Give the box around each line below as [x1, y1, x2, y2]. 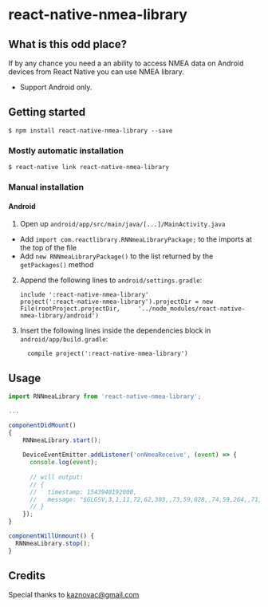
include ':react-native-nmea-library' [19, 291, 149, 299]
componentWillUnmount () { [8, 532, 94, 540]
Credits [8, 569, 46, 583]
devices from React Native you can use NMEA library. [8, 67, 185, 77]
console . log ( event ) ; [29, 459, 98, 467]
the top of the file [19, 243, 77, 253]
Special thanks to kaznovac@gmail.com [8, 590, 140, 600]
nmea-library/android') [19, 312, 100, 320]
